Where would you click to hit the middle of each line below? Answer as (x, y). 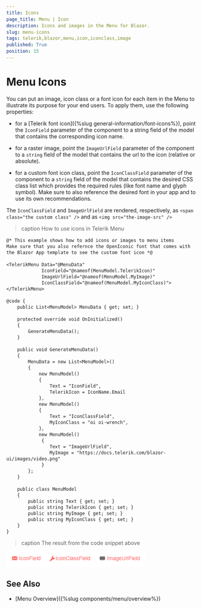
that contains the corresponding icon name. (70, 136)
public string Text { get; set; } (71, 501)
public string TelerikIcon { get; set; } (81, 507)
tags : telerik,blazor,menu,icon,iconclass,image (69, 39)
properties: (20, 112)
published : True (27, 45)
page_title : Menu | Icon (37, 19)
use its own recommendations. (53, 198)
